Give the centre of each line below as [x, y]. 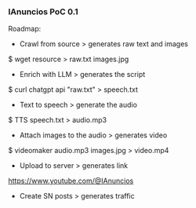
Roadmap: [25, 29]
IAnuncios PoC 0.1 [43, 12]
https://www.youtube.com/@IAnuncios [71, 181]
